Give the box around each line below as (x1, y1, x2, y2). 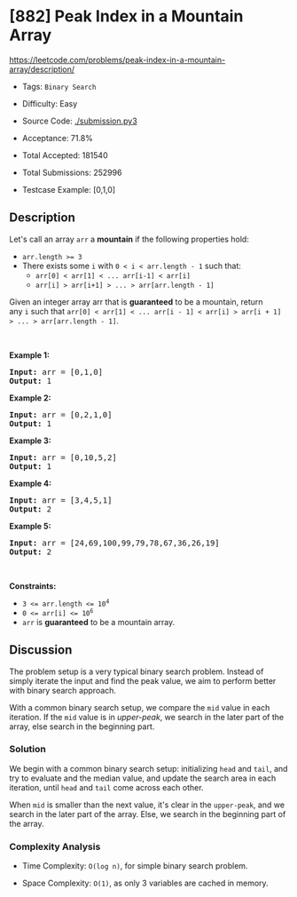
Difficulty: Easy (21, 98, 78, 108)
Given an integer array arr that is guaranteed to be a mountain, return (9, 296, 263, 307)
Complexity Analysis (9, 840, 101, 853)
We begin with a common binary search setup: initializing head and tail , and (9, 763, 288, 774)
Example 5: (9, 520, 51, 531)
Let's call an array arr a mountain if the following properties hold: (9, 234, 250, 244)
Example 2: (9, 393, 51, 403)
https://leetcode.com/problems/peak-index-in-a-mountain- (9, 54, 226, 65)
